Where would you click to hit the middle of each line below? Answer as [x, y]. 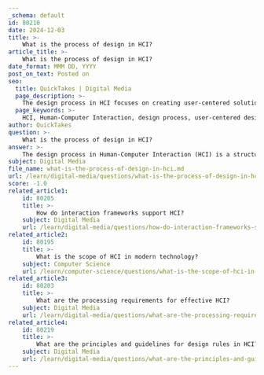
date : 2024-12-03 [37, 30]
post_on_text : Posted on [49, 74]
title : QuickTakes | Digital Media [73, 88]
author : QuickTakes [40, 125]
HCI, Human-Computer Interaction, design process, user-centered [132, 118]
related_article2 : [38, 235]
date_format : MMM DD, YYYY [52, 67]
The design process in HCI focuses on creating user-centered [126, 103]
